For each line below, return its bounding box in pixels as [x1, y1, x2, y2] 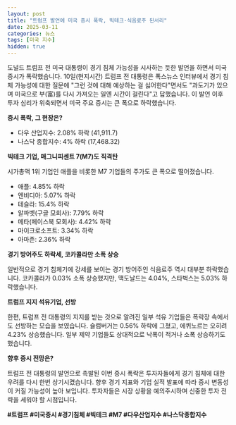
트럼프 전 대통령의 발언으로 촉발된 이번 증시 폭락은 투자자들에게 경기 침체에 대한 [7, 369, 225, 377]
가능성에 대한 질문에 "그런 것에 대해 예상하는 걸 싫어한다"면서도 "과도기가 [14, 81, 216, 89]
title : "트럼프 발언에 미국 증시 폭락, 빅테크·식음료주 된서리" [7, 17, 168, 24]
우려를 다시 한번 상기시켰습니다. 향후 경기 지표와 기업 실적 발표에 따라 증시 [7, 378, 210, 386]
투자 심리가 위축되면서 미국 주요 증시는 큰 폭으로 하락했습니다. [7, 99, 177, 106]
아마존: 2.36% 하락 [17, 235, 71, 243]
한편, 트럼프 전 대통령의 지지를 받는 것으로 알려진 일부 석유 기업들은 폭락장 [7, 313, 210, 321]
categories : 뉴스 [7, 30, 55, 37]
